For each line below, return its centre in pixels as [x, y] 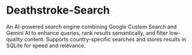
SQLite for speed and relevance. [46, 46]
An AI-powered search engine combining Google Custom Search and [92, 27]
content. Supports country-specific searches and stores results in [105, 39]
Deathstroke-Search [58, 10]
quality [15, 39]
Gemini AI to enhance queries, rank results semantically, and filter [87, 33]
